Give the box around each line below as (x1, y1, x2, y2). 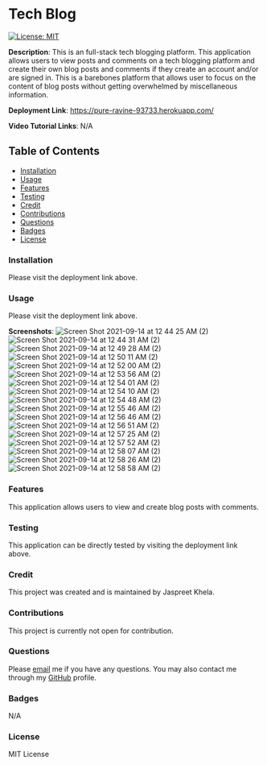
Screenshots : (8, 327, 55, 337)
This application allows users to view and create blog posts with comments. (8, 502, 259, 511)
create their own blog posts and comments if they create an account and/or (8, 64, 259, 73)
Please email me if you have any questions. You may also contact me (8, 664, 237, 673)
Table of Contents (8, 144, 101, 158)
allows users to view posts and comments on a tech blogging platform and (8, 56, 255, 65)
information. (8, 89, 49, 99)
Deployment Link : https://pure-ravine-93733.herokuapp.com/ (8, 105, 215, 115)
